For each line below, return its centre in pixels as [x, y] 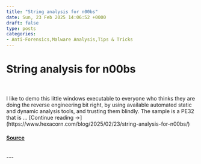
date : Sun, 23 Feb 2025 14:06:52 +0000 [56, 17]
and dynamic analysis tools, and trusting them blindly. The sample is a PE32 [100, 111]
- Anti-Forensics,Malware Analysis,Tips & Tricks [70, 40]
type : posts [21, 28]
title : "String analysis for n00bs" [52, 12]
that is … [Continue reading [40, 117]
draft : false [23, 23]
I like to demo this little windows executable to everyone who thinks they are [101, 98]
